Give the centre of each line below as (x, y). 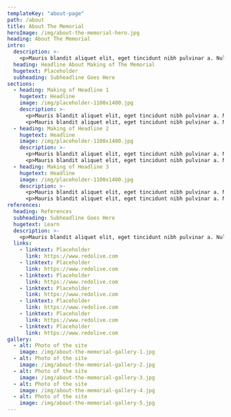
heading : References (43, 212)
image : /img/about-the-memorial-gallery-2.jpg (87, 365)
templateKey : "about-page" (46, 13)
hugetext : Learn (36, 224)
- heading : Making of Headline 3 (61, 167)
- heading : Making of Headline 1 (61, 90)
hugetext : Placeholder (46, 71)
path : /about (26, 20)
